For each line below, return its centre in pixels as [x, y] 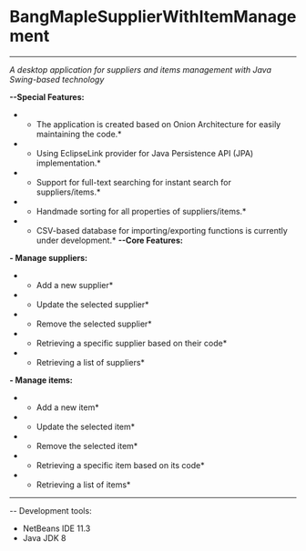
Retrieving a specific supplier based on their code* [132, 343]
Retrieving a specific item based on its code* [120, 465]
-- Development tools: [51, 510]
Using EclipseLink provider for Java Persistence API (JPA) [145, 153]
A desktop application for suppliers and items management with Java [140, 69]
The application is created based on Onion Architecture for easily [158, 124]
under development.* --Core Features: [110, 240]
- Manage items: [41, 380]
